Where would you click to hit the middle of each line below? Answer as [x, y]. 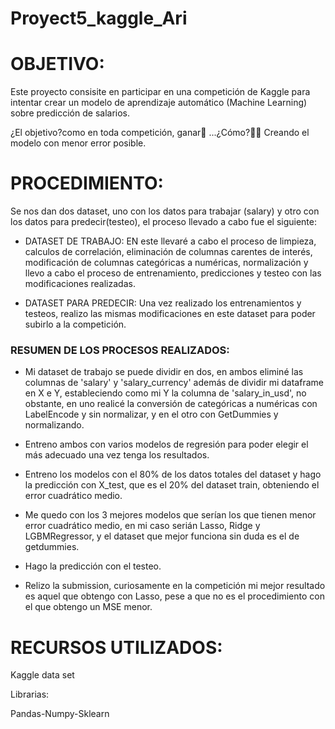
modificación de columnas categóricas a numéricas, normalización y [166, 263]
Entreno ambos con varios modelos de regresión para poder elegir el [166, 444]
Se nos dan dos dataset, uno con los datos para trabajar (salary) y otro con [165, 211]
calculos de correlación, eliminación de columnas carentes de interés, [168, 252]
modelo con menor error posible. [78, 143]
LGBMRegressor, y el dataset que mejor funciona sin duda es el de [162, 536]
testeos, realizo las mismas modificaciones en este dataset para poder [170, 314]
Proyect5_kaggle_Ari [99, 18]
